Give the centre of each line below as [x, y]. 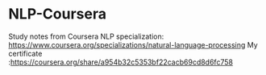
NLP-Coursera [58, 14]
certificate [25, 53]
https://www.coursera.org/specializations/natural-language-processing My [133, 44]
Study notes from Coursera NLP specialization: [86, 36]
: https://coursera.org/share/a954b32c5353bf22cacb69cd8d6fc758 [121, 62]
